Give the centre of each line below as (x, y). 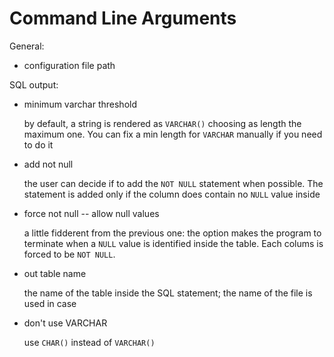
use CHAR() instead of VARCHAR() (89, 342)
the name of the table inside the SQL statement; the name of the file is (168, 293)
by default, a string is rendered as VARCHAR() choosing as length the (162, 123)
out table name (55, 273)
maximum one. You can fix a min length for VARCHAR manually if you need (173, 134)
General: (27, 46)
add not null (48, 164)
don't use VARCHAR (65, 323)
